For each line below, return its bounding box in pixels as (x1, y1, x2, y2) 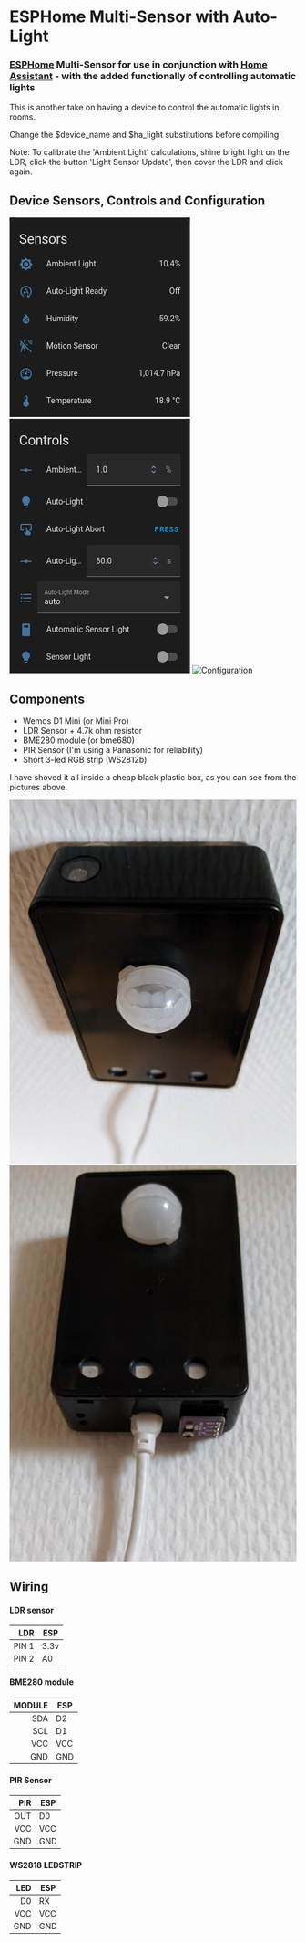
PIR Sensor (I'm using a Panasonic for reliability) (22, 745, 203, 756)
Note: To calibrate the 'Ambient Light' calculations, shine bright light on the (9, 147, 290, 158)
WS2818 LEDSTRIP (9, 1859, 83, 1870)
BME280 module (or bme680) (22, 735, 135, 746)
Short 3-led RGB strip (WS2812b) (22, 755, 148, 766)
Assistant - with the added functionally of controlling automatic (9, 70, 297, 83)
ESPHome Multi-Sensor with (9, 6, 229, 27)
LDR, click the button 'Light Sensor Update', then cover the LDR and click (9, 157, 284, 168)
